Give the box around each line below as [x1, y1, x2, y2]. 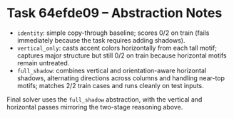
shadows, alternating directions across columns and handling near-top [16, 73, 225, 82]
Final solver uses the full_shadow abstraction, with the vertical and [6, 95, 203, 104]
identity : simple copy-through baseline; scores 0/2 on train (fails [16, 28, 210, 37]
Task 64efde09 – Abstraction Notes [6, 5, 223, 21]
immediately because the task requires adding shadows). [16, 36, 185, 44]
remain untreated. [16, 58, 70, 67]
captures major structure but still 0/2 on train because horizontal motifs [16, 51, 227, 60]
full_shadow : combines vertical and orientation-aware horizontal [16, 66, 207, 75]
